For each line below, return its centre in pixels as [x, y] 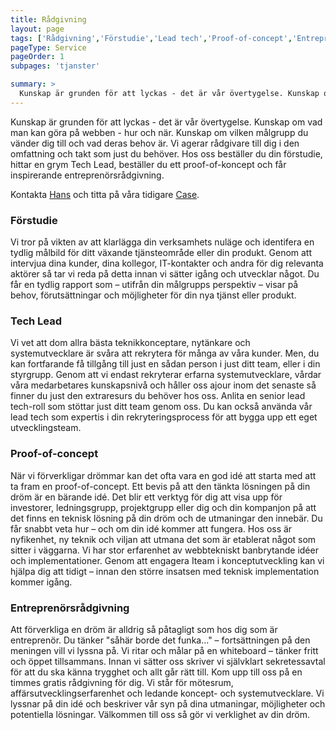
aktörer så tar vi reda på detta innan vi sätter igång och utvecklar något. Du [165, 274]
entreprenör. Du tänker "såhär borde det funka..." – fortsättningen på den [160, 640]
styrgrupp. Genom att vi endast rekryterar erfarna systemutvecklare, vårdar [166, 375]
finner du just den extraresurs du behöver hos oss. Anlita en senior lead [158, 396]
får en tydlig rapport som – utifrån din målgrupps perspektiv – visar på [154, 285]
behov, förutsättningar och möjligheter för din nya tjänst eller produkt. [153, 295]
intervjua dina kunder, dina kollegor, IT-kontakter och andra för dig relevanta [167, 263]
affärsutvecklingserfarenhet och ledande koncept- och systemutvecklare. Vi [167, 693]
